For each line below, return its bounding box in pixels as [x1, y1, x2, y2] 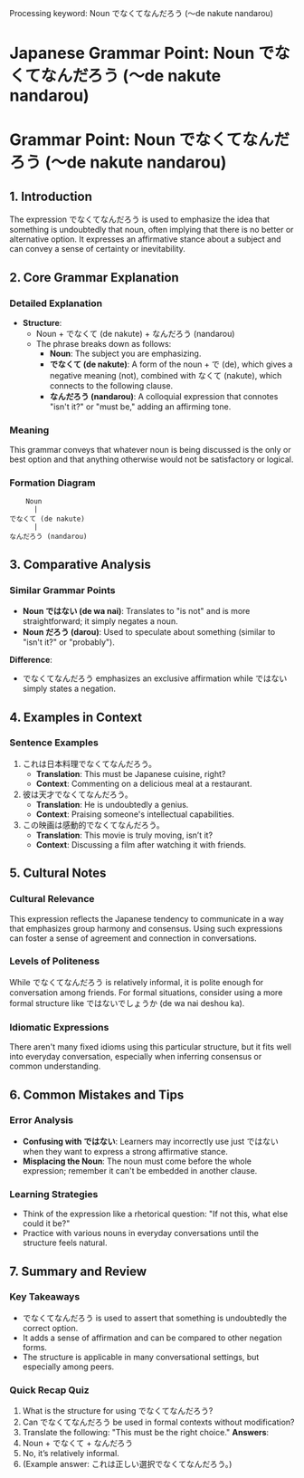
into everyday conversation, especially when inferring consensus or [9, 1051, 262, 1062]
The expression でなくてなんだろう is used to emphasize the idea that [9, 214, 270, 225]
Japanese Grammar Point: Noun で [9, 43, 274, 63]
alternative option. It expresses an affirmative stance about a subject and [9, 234, 282, 245]
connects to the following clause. [49, 379, 174, 391]
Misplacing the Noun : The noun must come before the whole [22, 1156, 252, 1166]
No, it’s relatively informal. [22, 1448, 119, 1459]
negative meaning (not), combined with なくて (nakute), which [49, 369, 282, 380]
